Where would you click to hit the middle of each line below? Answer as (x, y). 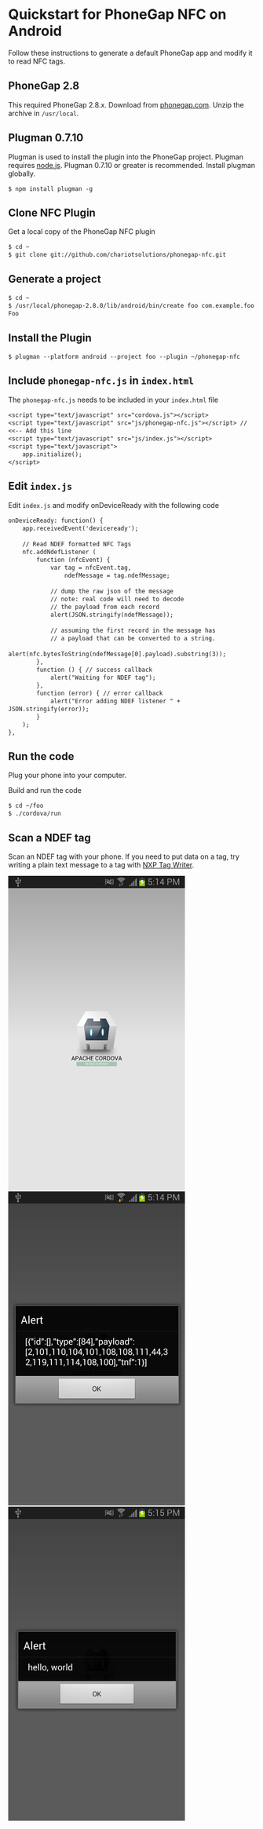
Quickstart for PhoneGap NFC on (117, 15)
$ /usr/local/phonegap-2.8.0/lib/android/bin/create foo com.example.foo (131, 306)
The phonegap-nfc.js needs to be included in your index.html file (113, 400)
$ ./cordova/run (35, 814)
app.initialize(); (52, 454)
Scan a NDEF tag (50, 838)
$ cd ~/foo (26, 806)
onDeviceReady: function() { (56, 520)
